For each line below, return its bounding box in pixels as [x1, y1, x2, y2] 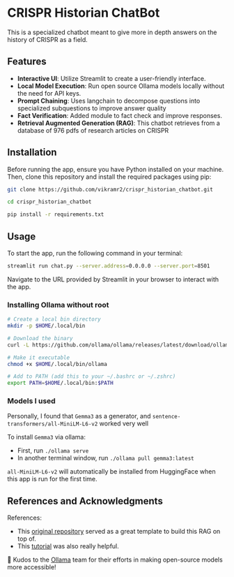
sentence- [152, 414, 181, 421]
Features [7, 56, 47, 68]
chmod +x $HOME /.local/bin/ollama [7, 360, 108, 367]
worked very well [99, 419, 148, 428]
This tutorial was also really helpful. [17, 542, 120, 550]
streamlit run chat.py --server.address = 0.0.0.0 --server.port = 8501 [7, 263, 210, 270]
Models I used [7, 396, 56, 406]
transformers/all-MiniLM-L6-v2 [7, 421, 98, 428]
